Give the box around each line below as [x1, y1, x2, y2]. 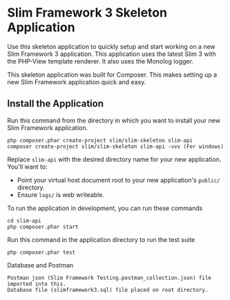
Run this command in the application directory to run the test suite [7, 235, 195, 243]
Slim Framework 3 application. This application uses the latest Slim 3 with [7, 50, 216, 58]
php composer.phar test [7, 249, 76, 256]
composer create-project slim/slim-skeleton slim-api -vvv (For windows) [7, 143, 224, 150]
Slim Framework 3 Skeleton [7, 5, 168, 21]
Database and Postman [7, 261, 74, 269]
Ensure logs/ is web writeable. [17, 190, 105, 198]
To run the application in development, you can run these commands [7, 204, 203, 212]
